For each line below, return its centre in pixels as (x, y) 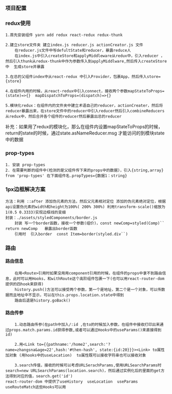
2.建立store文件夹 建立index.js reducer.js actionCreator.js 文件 (74, 45)
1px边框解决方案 (25, 189)
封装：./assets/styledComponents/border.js (51, 218)
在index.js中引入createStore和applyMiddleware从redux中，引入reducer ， (90, 56)
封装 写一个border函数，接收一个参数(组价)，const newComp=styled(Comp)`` (90, 223)
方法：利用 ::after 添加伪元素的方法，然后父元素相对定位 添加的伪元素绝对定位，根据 (85, 201)
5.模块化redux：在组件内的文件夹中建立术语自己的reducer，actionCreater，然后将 (84, 106)
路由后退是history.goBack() (43, 300)
